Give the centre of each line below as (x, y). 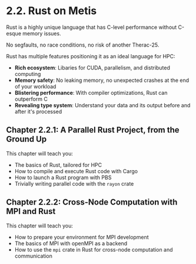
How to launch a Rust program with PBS (63, 177)
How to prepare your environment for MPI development (82, 237)
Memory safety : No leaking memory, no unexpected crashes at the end (102, 80)
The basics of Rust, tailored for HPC (58, 165)
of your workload (35, 86)
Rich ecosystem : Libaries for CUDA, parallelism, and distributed (92, 67)
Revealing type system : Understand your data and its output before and (102, 105)
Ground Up (26, 139)
